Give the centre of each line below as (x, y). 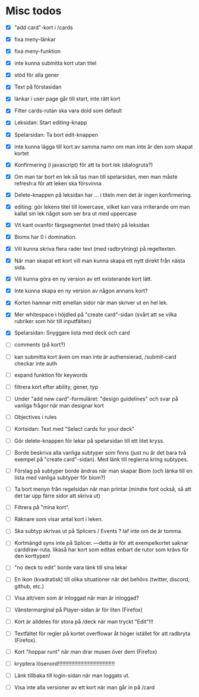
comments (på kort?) (40, 345)
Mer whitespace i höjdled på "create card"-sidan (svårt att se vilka (95, 315)
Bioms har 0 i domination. (45, 236)
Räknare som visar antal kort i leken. (59, 519)
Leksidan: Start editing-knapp (50, 122)
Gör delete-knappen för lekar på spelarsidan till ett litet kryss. (89, 440)
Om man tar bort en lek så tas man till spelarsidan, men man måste (96, 176)
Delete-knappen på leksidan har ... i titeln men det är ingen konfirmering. (103, 195)
